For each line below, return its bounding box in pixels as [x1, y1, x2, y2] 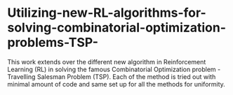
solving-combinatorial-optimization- [7, 20, 227, 36]
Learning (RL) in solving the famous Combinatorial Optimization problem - [7, 65, 221, 73]
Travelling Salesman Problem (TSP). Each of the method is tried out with [7, 72, 216, 81]
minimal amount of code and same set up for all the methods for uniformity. [7, 80, 226, 88]
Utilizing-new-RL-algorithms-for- [7, 5, 206, 21]
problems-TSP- [7, 35, 99, 50]
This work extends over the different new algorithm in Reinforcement [7, 57, 206, 66]
